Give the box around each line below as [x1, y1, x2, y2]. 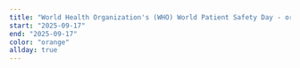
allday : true [9, 46, 58, 55]
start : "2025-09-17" [9, 21, 87, 30]
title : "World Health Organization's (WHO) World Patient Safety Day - [9, 12, 281, 22]
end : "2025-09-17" [9, 29, 78, 38]
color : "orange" [9, 37, 70, 47]
